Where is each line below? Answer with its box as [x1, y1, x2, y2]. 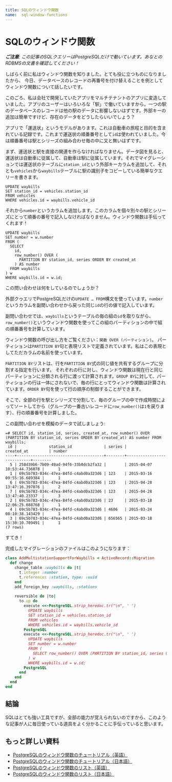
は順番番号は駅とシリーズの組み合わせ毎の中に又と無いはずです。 [5, 138, 144, 144]
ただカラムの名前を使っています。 [14, 349, 85, 356]
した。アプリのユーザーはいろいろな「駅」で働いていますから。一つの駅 [14, 101, 167, 108]
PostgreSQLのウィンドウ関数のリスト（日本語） [12, 771, 115, 777]
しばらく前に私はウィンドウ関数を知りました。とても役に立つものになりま [5, 71, 162, 77]
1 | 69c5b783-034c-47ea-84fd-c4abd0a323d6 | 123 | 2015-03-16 [10, 471, 153, 476]
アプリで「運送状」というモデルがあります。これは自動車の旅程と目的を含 [5, 125, 162, 131]
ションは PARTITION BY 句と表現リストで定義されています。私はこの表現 [14, 343, 162, 349]
